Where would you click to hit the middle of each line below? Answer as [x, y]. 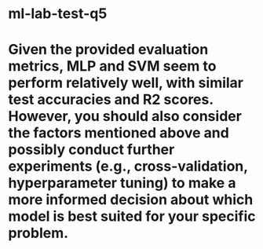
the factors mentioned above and [119, 133]
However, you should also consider [125, 117]
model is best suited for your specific [132, 216]
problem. [38, 233]
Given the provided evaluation [108, 50]
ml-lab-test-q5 [58, 14]
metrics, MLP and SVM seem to [112, 66]
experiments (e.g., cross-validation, [128, 167]
